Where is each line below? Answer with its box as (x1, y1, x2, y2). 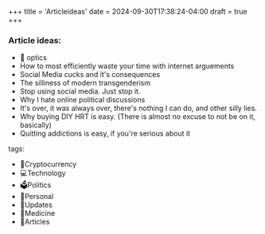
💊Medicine (19, 209, 56, 218)
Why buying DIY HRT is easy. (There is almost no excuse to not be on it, (19, 112, 256, 121)
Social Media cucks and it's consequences (19, 70, 161, 79)
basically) (19, 121, 52, 130)
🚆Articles (19, 217, 50, 227)
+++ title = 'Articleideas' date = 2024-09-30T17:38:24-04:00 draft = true (8, 7, 248, 16)
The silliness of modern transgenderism (19, 79, 151, 88)
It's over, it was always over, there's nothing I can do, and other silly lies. (19, 103, 257, 113)
